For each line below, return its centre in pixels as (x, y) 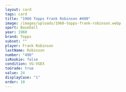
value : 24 (15, 73)
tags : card (16, 14)
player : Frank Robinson (29, 46)
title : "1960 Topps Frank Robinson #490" (48, 18)
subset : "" (16, 41)
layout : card (18, 9)
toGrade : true (20, 69)
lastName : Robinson (25, 50)
